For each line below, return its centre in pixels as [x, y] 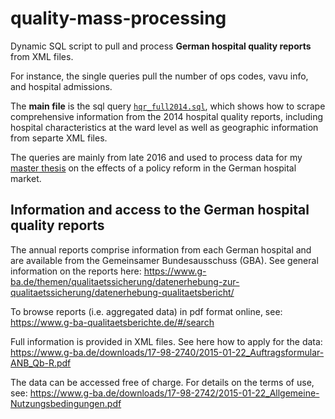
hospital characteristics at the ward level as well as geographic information [164, 127]
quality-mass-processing [118, 18]
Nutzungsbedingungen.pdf [66, 403]
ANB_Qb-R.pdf [41, 363]
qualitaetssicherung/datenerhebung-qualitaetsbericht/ [122, 292]
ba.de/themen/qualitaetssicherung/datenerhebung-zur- [125, 281]
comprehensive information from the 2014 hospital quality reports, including [167, 116]
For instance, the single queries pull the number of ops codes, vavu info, [159, 76]
